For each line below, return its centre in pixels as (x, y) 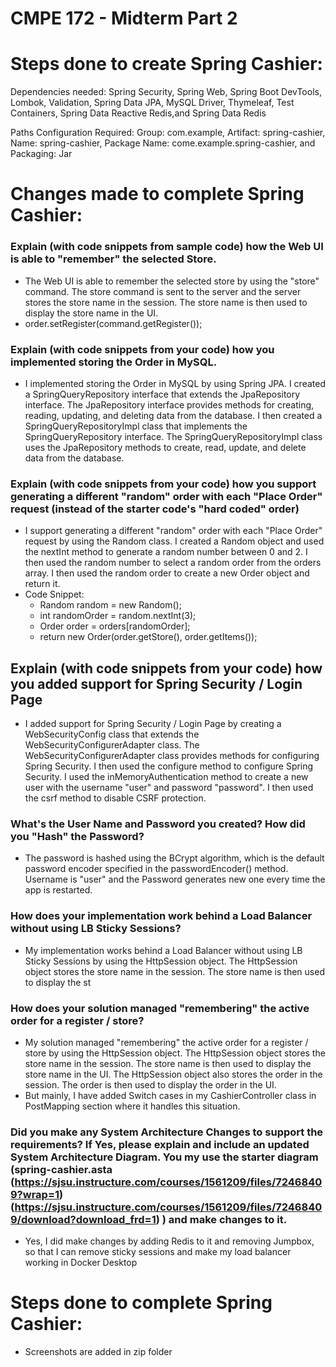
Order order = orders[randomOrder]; (115, 626)
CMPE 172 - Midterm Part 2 (124, 18)
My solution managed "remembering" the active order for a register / (166, 1042)
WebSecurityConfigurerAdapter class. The (112, 745)
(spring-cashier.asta (61, 1169)
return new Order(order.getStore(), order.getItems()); (148, 637)
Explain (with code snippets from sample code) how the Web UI (167, 247)
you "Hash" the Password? (77, 836)
